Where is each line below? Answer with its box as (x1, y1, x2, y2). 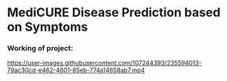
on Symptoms (7, 19, 88, 35)
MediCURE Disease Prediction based (7, 5, 221, 20)
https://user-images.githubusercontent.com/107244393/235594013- (7, 59, 202, 67)
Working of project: (7, 44, 73, 53)
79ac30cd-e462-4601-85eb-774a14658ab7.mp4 (7, 66, 145, 74)
